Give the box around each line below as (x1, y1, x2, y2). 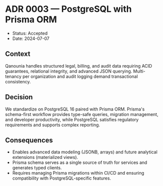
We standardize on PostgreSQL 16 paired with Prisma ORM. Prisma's (5, 106, 145, 112)
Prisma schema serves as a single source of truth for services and (12, 159, 147, 166)
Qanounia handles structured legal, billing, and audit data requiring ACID (5, 63, 152, 69)
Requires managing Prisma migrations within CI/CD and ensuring (12, 170, 145, 176)
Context (5, 50, 31, 58)
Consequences (5, 136, 53, 144)
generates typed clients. (12, 165, 62, 171)
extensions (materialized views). (12, 154, 78, 160)
